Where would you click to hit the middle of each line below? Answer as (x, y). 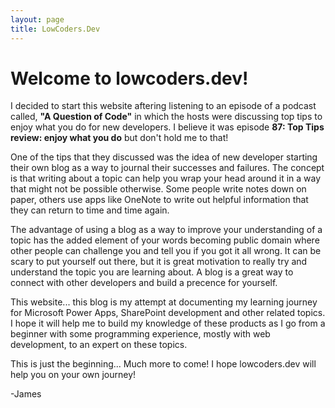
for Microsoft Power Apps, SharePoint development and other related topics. (168, 313)
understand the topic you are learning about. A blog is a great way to (152, 272)
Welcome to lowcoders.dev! (129, 78)
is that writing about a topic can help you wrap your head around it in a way (166, 178)
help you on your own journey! (73, 375)
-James (26, 394)
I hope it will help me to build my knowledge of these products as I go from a (168, 323)
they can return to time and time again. (90, 210)
